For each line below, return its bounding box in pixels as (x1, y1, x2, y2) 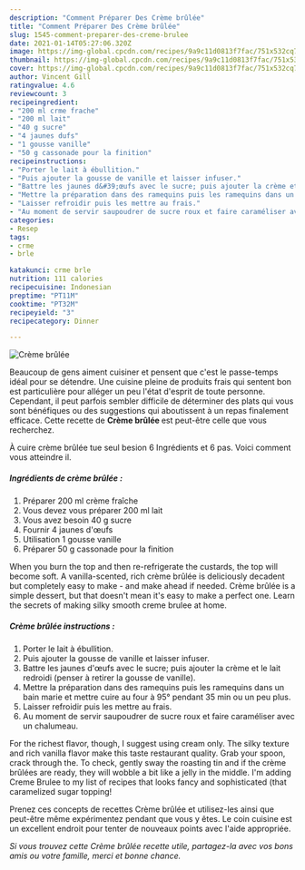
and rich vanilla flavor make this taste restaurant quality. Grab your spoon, (9, 748, 286, 758)
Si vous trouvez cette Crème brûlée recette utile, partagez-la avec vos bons (9, 841, 293, 852)
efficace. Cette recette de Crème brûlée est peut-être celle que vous (9, 415, 268, 426)
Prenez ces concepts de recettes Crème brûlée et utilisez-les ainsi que (9, 804, 275, 815)
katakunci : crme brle (9, 266, 92, 275)
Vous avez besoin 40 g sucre (22, 514, 132, 526)
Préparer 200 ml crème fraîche (22, 495, 139, 506)
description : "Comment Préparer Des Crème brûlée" (9, 13, 205, 23)
